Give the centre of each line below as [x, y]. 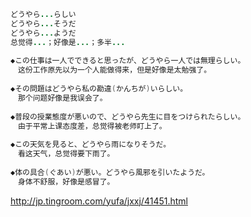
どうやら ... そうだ [43, 23]
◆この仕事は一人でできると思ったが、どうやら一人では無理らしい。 [128, 61]
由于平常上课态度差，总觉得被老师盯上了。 [92, 126]
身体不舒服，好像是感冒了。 [66, 181]
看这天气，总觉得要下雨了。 [66, 154]
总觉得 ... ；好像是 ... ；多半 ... [68, 42]
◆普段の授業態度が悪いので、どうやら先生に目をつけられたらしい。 [128, 116]
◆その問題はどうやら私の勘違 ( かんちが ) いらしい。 [99, 89]
